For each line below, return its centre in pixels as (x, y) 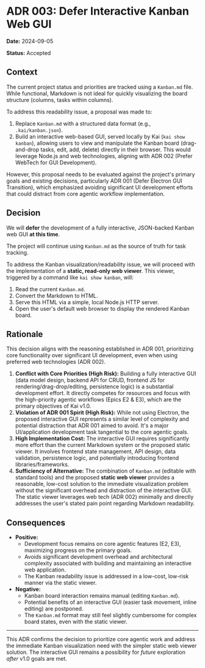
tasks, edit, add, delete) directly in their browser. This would (116, 149)
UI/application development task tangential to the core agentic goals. (102, 432)
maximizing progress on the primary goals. (78, 550)
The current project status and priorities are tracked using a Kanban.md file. (100, 87)
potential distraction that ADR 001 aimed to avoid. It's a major (92, 426)
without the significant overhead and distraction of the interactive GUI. (103, 490)
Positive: (27, 537)
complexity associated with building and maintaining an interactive (108, 564)
